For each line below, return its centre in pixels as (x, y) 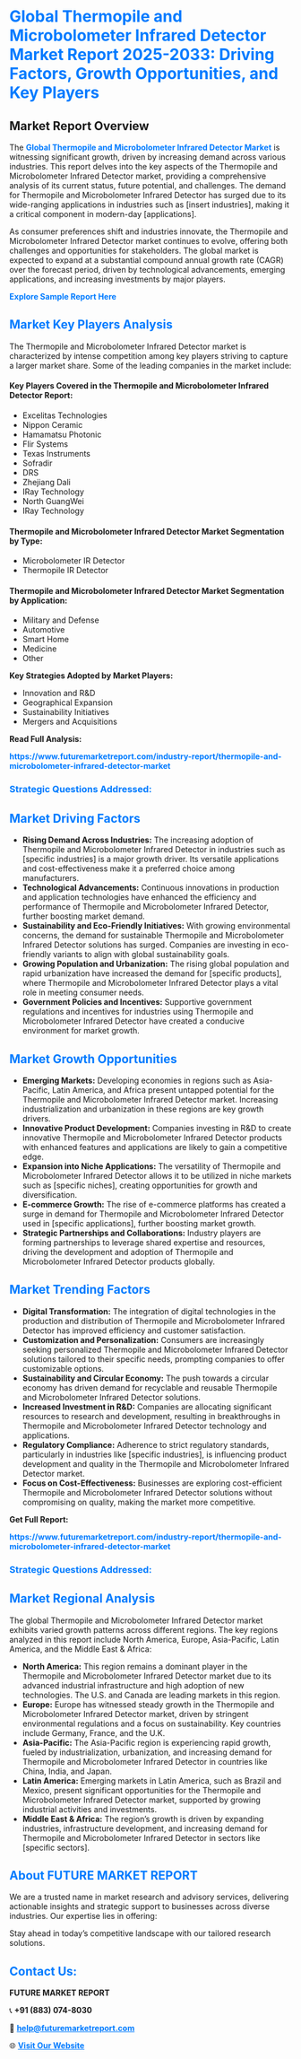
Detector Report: (41, 396)
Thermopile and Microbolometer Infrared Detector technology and (144, 1426)
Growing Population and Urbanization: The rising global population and (155, 964)
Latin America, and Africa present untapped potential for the (163, 1090)
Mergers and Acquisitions (70, 722)
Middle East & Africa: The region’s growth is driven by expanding (143, 1819)
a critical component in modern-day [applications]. (103, 214)
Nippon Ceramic (52, 425)
